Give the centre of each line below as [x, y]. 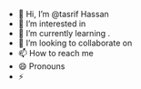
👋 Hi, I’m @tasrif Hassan [63, 14]
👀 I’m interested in [52, 24]
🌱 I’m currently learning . [64, 33]
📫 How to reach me [55, 53]
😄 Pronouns [41, 66]
